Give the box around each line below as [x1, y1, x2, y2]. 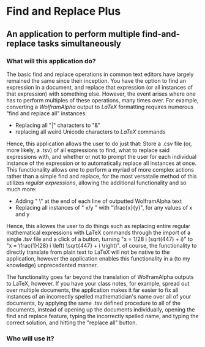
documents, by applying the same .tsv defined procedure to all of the [6, 299, 181, 307]
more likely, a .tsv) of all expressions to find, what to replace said [6, 146, 170, 154]
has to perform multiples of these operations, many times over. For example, [6, 96, 199, 104]
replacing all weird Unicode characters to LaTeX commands [15, 128, 166, 135]
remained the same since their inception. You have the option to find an [6, 77, 187, 84]
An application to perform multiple [6, 29, 141, 39]
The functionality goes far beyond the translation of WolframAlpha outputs [6, 273, 194, 280]
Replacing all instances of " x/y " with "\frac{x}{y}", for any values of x [15, 204, 193, 211]
